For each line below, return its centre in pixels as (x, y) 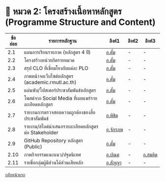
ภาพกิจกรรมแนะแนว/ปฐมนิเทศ (52, 155)
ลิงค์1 (115, 41)
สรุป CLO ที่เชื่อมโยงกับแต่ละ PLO (56, 68)
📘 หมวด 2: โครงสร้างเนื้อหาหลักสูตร (63, 12)
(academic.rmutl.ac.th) (50, 82)
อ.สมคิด (150, 155)
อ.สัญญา (114, 162)
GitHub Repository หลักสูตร (54, 140)
